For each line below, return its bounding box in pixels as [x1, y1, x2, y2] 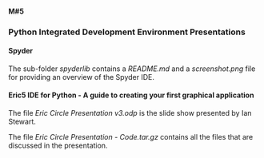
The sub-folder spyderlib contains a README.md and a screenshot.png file [8, 64, 256, 73]
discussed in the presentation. [8, 140, 108, 150]
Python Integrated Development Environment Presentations [8, 26, 246, 38]
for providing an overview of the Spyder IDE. [8, 72, 154, 81]
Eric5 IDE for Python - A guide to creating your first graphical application [8, 90, 254, 100]
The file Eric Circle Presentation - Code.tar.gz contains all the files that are [8, 132, 254, 141]
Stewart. [8, 117, 36, 126]
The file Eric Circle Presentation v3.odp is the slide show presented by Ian [8, 108, 252, 117]
